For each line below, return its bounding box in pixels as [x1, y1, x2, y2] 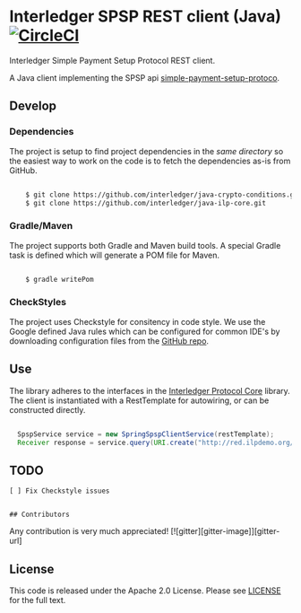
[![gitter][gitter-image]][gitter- [170, 526, 280, 537]
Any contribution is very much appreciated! [9, 526, 169, 537]
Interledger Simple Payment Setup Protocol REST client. [9, 55, 216, 66]
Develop [9, 99, 56, 114]
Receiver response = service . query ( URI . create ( [17, 438, 199, 447]
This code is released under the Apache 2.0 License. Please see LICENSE [9, 585, 281, 596]
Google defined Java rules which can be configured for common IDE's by [9, 326, 280, 337]
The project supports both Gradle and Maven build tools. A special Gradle [9, 240, 281, 250]
